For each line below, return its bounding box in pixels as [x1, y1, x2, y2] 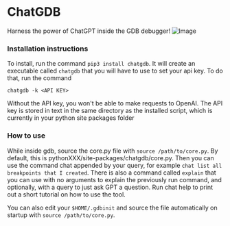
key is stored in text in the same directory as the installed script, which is [7, 107, 213, 115]
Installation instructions [7, 44, 89, 53]
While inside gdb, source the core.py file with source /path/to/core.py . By [7, 147, 218, 155]
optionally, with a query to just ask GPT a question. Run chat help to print [7, 183, 214, 191]
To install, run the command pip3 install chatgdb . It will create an [7, 60, 196, 68]
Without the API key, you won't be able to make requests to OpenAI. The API [7, 99, 223, 108]
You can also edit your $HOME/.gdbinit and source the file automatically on [7, 203, 218, 212]
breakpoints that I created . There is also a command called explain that [7, 168, 216, 177]
